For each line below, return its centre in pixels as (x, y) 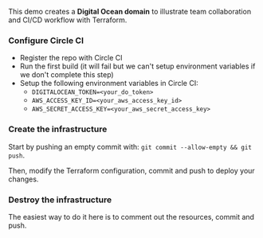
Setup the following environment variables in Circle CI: (109, 84)
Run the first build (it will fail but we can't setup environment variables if (137, 66)
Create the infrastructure (58, 129)
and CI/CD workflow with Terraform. (68, 20)
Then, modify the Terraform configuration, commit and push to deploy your (131, 170)
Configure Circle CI (46, 41)
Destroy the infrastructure (60, 200)
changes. (24, 179)
